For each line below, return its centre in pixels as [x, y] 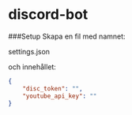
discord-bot [48, 15]
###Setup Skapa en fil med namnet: [67, 36]
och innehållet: [32, 67]
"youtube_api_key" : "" [60, 96]
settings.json [29, 51]
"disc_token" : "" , [53, 88]
